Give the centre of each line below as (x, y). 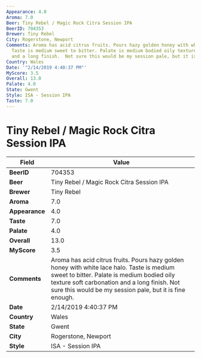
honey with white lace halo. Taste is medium (113, 267)
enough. (62, 297)
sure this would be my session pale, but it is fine (118, 290)
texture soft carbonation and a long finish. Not (115, 282)
